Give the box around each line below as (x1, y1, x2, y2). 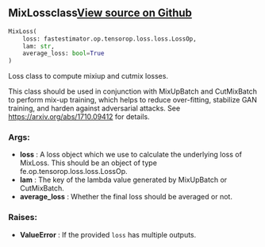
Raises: (8, 212, 38, 223)
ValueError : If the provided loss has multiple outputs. (19, 230, 197, 239)
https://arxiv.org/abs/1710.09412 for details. (8, 112, 150, 122)
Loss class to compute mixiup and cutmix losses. (8, 71, 169, 81)
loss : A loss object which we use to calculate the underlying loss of (19, 150, 242, 160)
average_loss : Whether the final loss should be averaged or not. (19, 192, 232, 202)
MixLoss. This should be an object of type (19, 158, 157, 168)
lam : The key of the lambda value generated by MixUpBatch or (19, 175, 228, 185)
